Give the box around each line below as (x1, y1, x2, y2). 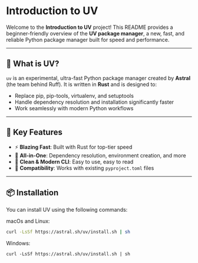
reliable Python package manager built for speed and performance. (6, 36, 170, 43)
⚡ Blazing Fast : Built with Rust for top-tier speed (14, 143, 133, 150)
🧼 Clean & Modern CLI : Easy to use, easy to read (14, 158, 134, 165)
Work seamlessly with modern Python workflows (14, 104, 134, 111)
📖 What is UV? (6, 59, 60, 69)
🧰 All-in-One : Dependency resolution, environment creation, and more (14, 152, 187, 159)
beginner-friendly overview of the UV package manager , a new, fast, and (6, 29, 184, 37)
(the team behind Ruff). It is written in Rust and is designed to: (6, 81, 157, 88)
